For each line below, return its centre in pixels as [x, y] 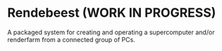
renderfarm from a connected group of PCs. [71, 39]
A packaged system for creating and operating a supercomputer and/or [111, 32]
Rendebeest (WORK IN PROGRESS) [112, 13]
